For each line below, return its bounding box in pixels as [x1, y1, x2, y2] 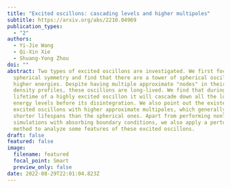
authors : [7, 36, 32, 43]
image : [7, 145, 26, 152]
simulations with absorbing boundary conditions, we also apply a [13, 118, 208, 126]
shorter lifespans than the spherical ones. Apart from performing [13, 112, 211, 119]
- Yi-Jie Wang [13, 42, 54, 49]
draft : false [7, 132, 45, 138]
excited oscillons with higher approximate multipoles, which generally [13, 106, 226, 113]
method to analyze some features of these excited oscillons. [13, 125, 195, 132]
